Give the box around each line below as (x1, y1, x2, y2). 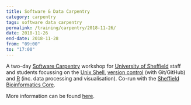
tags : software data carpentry (6, 19, 82, 25)
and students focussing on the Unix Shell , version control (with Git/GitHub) (6, 68, 186, 76)
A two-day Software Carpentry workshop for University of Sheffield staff (6, 62, 181, 69)
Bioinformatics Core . (6, 81, 55, 88)
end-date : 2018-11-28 (6, 36, 59, 41)
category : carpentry (6, 14, 57, 20)
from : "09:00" (6, 41, 41, 47)
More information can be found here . (6, 92, 95, 99)
